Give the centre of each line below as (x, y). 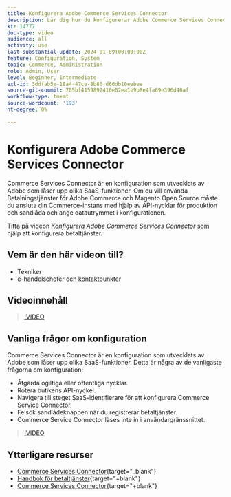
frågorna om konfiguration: (45, 370)
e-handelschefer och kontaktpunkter (69, 279)
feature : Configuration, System (53, 59)
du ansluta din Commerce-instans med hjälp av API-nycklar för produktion (112, 205)
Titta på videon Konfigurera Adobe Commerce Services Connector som (108, 226)
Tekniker (30, 271)
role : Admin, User (33, 71)
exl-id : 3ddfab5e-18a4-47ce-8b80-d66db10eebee (75, 84)
